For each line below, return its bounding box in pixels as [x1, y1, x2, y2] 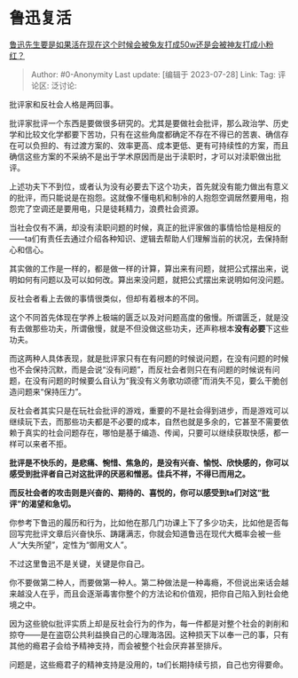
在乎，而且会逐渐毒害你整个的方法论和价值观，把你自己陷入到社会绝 [39, 587, 289, 599]
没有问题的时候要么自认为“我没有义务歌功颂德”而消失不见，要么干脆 [32, 374, 281, 386]
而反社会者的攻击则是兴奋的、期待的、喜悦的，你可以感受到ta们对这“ [9, 487, 262, 498]
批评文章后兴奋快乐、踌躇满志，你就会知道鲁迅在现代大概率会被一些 [32, 528, 281, 539]
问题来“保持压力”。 [16, 386, 87, 397]
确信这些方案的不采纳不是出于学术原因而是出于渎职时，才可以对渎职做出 [9, 151, 273, 162]
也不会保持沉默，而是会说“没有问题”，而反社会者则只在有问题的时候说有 [9, 364, 273, 374]
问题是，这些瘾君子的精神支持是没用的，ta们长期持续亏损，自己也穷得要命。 [9, 658, 288, 670]
